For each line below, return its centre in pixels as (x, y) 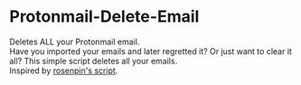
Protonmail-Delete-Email (104, 17)
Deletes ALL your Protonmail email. (75, 42)
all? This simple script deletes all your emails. (94, 61)
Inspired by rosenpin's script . (64, 71)
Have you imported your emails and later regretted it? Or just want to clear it (150, 51)
